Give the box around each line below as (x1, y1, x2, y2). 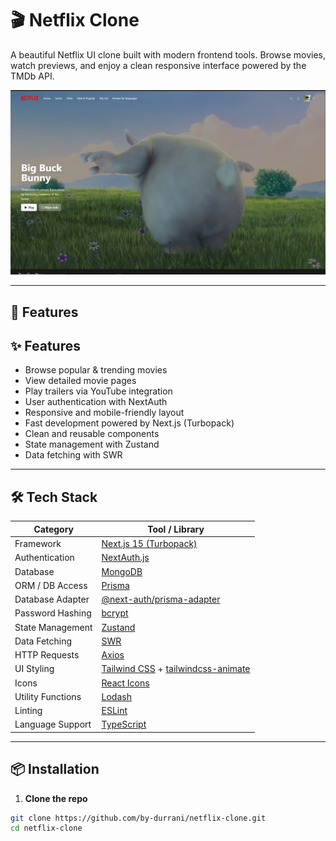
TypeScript (101, 718, 147, 731)
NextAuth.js (101, 552, 150, 564)
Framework (14, 538, 62, 550)
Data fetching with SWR (24, 449, 123, 461)
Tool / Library (147, 523, 205, 535)
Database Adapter (14, 593, 90, 606)
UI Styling (14, 663, 55, 675)
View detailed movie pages (24, 375, 137, 387)
